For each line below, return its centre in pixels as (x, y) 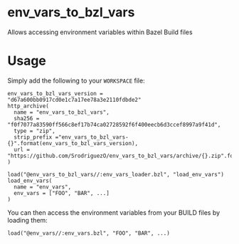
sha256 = (27, 118)
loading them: (27, 220)
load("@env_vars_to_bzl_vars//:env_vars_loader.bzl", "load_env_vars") (116, 174)
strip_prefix (33, 137)
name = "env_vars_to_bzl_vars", (62, 112)
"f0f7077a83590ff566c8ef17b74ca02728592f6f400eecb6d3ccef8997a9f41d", (114, 124)
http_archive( (28, 106)
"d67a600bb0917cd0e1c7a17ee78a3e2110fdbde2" (74, 100)
